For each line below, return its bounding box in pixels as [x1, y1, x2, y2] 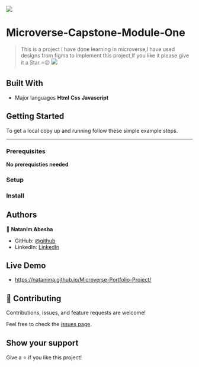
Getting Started [6, 111, 65, 122]
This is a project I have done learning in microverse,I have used [20, 45, 175, 53]
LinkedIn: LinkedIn [14, 243, 60, 250]
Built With [6, 78, 43, 88]
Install [6, 192, 25, 200]
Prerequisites [6, 147, 46, 155]
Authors [6, 210, 37, 220]
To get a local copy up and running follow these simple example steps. [6, 127, 178, 134]
